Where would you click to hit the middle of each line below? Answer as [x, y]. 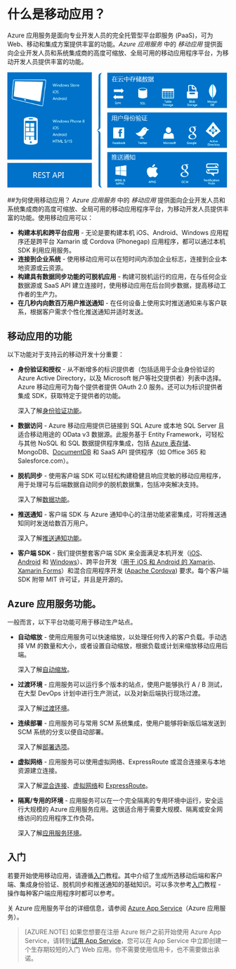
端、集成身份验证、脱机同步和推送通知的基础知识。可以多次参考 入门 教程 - [114, 884]
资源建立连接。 [39, 771]
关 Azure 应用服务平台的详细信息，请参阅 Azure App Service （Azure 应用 [113, 908]
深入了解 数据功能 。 [45, 499]
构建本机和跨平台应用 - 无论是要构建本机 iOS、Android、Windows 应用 [120, 233]
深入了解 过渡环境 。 [45, 708]
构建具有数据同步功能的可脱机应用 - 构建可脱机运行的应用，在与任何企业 [122, 277]
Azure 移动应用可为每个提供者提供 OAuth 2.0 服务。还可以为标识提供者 [120, 387]
